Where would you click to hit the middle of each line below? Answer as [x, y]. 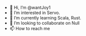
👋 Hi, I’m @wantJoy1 [30, 8]
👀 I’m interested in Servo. [35, 13]
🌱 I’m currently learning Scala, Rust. [45, 18]
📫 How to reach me [30, 28]
